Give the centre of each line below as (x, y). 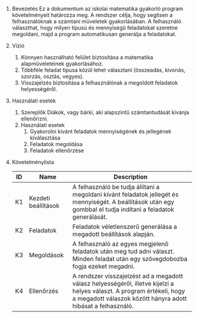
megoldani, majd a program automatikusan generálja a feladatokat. (94, 34)
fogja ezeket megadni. (103, 266)
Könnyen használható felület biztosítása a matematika (87, 57)
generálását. (90, 217)
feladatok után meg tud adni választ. (124, 251)
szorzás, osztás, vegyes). (52, 76)
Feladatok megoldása (56, 144)
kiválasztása (45, 138)
